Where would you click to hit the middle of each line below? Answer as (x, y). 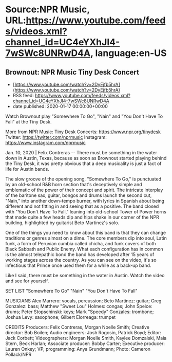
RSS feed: (23, 95)
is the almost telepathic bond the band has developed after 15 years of (80, 255)
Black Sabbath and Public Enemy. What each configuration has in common (84, 249)
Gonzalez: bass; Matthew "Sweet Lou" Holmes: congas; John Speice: (79, 306)
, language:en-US (128, 53)
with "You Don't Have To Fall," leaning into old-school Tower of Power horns (86, 212)
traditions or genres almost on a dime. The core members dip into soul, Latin (86, 238)
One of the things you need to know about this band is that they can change (85, 233)
